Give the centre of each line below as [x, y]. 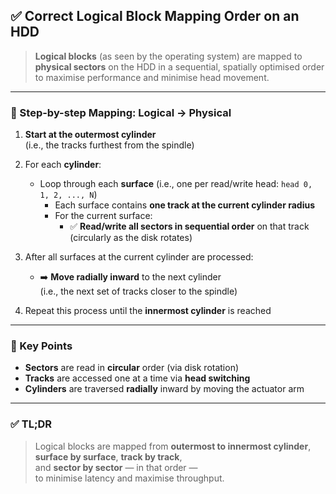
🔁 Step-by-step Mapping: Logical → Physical [121, 112]
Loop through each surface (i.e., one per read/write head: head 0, [176, 184]
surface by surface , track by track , [108, 456]
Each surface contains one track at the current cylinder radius [184, 205]
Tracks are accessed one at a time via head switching [137, 378]
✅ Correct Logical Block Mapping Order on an [155, 16]
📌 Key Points [41, 346]
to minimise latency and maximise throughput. [129, 478]
